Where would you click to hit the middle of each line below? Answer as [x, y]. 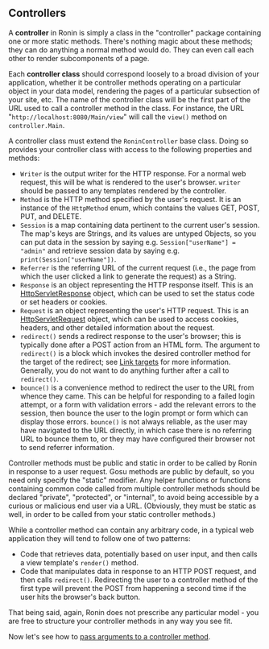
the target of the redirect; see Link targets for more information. [125, 362]
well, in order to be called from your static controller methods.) [112, 514]
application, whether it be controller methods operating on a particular [125, 82]
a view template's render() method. [79, 562]
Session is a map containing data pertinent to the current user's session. [140, 225]
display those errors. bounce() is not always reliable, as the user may [134, 421]
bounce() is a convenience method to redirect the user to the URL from [137, 387]
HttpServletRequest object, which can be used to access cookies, [129, 319]
